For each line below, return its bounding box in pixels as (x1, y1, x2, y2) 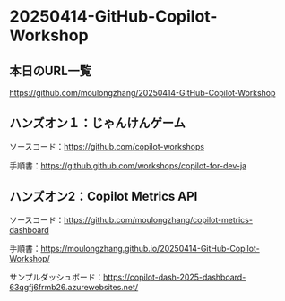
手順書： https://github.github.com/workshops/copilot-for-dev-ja (9, 159, 247, 171)
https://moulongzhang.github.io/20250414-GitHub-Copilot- (40, 243, 260, 254)
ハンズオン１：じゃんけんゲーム (9, 116, 186, 131)
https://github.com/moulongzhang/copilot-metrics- (64, 214, 254, 225)
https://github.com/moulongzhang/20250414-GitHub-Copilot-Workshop (9, 88, 276, 98)
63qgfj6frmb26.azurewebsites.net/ (9, 281, 139, 292)
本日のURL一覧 (9, 63, 92, 78)
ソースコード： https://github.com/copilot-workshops (9, 141, 204, 151)
